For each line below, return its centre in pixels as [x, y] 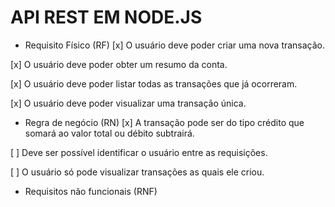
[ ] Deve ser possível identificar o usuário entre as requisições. [139, 152]
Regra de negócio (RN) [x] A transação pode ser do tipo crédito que [164, 122]
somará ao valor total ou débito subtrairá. [109, 133]
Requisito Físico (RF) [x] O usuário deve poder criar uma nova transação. [175, 45]
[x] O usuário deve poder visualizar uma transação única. [128, 103]
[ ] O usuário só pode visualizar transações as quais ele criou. [137, 172]
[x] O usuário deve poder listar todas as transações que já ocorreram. [154, 83]
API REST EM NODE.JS [106, 17]
